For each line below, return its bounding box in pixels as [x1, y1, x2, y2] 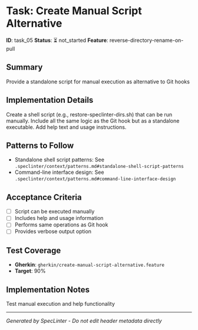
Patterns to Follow [6, 140, 74, 150]
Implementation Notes [6, 284, 90, 295]
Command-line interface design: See [14, 169, 104, 176]
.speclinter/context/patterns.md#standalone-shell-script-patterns [14, 164, 184, 170]
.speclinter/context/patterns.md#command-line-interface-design [14, 176, 176, 182]
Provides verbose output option [14, 228, 92, 235]
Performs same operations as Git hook [14, 221, 108, 228]
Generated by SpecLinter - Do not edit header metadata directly [6, 318, 162, 325]
